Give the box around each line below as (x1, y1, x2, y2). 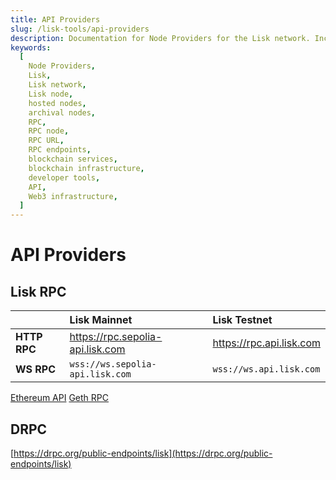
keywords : (10, 42, 52, 53)
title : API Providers (10, 14, 101, 25)
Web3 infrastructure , (28, 191, 118, 201)
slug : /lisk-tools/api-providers (10, 24, 150, 34)
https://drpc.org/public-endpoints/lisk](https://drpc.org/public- (13, 447, 273, 459)
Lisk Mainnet (69, 313, 133, 327)
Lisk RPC (10, 283, 67, 300)
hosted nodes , (28, 98, 87, 108)
